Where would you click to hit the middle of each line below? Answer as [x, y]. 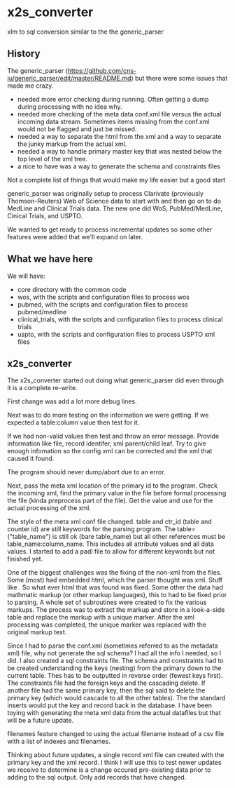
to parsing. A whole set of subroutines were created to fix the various [107, 602]
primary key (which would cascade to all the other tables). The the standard [116, 698]
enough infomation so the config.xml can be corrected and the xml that [110, 451]
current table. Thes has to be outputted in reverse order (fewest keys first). [115, 676]
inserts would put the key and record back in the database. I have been [109, 705]
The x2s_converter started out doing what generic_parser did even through [116, 380]
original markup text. [37, 632]
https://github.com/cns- [102, 70]
